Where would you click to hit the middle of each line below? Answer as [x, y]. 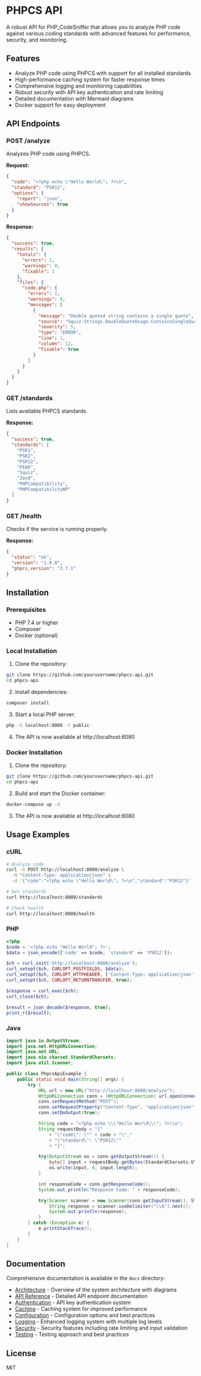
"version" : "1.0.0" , [37, 563]
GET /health [24, 516]
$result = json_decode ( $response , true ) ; [59, 1007]
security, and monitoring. [37, 40]
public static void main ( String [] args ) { [71, 1079]
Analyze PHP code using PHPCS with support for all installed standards [103, 73]
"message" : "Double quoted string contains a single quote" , [116, 316]
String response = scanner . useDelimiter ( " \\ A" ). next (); [120, 1206]
